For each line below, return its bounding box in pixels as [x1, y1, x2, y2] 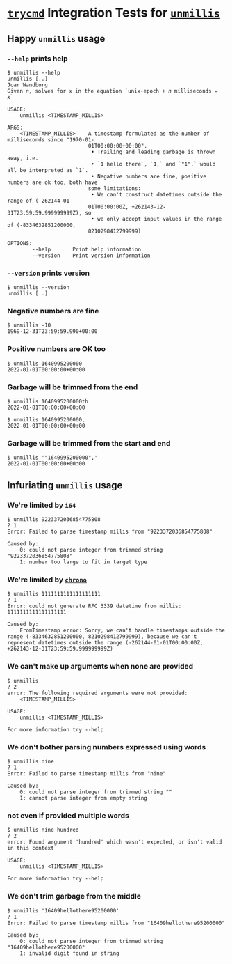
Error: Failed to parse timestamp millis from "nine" [7, 770, 167, 777]
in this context [7, 845, 54, 852]
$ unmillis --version [7, 284, 70, 291]
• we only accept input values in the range [91, 215, 222, 222]
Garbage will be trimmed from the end [7, 382, 138, 391]
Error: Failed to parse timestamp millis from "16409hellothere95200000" [7, 919, 226, 926]
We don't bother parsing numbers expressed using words [7, 742, 206, 752]
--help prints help [7, 54, 68, 63]
